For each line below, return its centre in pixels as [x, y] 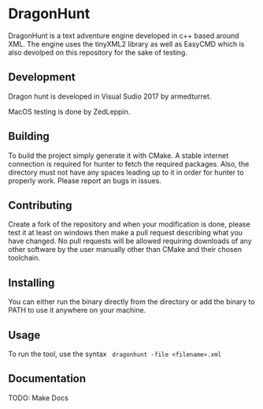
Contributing [40, 205]
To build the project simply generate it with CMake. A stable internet [119, 156]
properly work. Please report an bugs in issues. [85, 180]
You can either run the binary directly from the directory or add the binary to [131, 302]
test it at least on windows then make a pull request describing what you [125, 233]
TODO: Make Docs [38, 398]
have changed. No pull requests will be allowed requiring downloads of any [130, 241]
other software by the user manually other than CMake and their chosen [125, 250]
